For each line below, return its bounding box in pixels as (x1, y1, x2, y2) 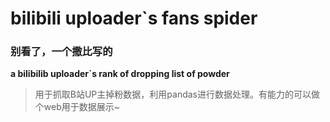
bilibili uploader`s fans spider (10, 7, 258, 30)
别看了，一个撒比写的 (10, 45, 113, 59)
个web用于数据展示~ (34, 101, 120, 113)
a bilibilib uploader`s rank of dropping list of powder (10, 68, 230, 80)
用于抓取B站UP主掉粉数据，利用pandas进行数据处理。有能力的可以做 (34, 88, 320, 101)
